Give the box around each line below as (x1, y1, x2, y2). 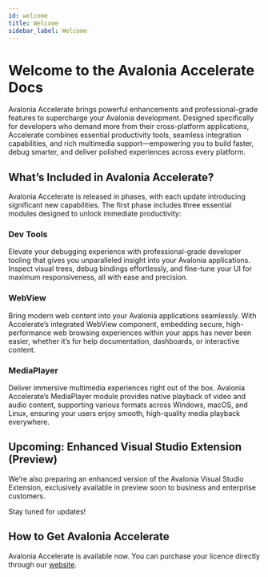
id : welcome (8, 11, 48, 20)
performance (8, 328, 52, 337)
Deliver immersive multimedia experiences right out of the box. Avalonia (8, 383, 246, 393)
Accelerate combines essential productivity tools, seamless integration (8, 130, 242, 140)
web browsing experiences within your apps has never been (53, 328, 252, 337)
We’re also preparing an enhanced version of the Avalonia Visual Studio (8, 474, 244, 483)
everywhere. (8, 418, 50, 427)
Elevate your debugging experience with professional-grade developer (8, 247, 242, 256)
